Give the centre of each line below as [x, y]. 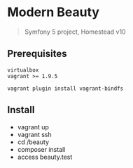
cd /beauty [33, 142]
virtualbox [23, 70]
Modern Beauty [54, 12]
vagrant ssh [35, 134]
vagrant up [33, 127]
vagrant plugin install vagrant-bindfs [65, 89]
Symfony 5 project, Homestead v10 [75, 32]
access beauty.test [45, 157]
